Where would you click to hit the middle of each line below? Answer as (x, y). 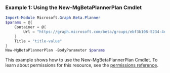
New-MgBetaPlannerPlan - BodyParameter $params (55, 50)
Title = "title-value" (38, 41)
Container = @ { (30, 27)
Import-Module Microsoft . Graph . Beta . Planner (53, 18)
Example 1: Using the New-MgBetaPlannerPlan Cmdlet (74, 7)
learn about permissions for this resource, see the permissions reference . (82, 65)
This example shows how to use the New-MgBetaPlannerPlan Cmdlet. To (81, 60)
